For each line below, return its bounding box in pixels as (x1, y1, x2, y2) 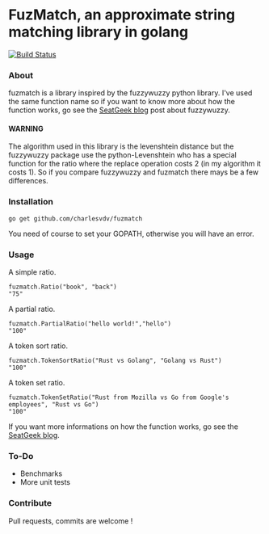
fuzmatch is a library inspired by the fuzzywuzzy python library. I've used (8, 88, 253, 98)
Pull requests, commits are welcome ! (8, 515, 133, 526)
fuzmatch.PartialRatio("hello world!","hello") (8, 320, 172, 328)
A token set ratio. (8, 378, 65, 388)
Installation (8, 196, 54, 208)
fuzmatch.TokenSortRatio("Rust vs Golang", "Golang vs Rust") (8, 357, 222, 365)
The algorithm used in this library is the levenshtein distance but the (8, 141, 234, 151)
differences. (8, 176, 48, 186)
